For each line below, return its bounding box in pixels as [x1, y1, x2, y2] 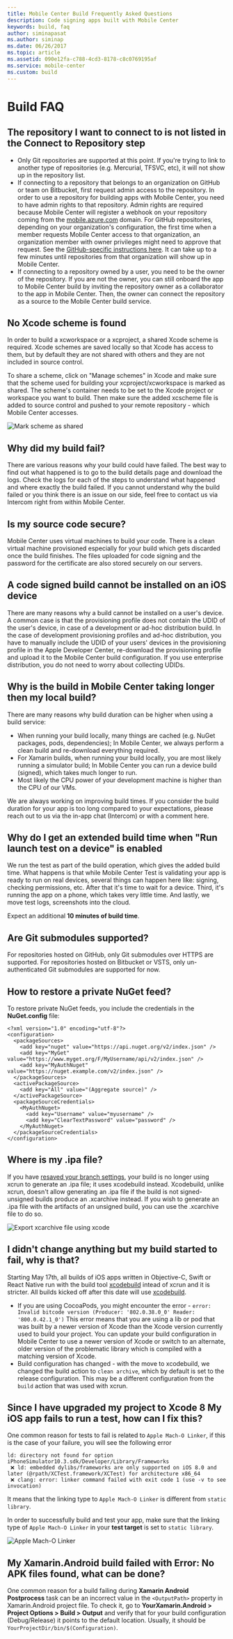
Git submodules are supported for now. [48, 965, 161, 974]
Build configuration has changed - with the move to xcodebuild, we [17, 1359, 210, 1367]
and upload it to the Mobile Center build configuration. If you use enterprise [7, 653, 224, 661]
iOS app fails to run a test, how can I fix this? [7, 1413, 203, 1425]
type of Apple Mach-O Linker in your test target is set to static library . [7, 1523, 214, 1531]
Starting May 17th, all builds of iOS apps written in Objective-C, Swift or [7, 1272, 211, 1281]
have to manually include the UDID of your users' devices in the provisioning [7, 638, 226, 647]
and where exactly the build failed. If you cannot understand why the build [7, 483, 220, 492]
